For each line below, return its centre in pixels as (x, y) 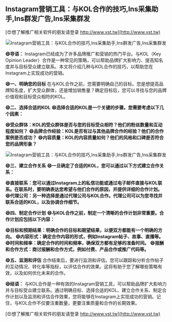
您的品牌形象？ (21, 144)
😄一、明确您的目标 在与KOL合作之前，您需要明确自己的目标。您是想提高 (82, 84)
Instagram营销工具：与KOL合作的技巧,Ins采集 (79, 9)
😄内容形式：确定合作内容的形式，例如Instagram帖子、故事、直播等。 (89, 236)
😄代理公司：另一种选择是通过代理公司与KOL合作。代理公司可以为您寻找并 (84, 195)
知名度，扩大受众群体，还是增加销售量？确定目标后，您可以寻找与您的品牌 (88, 90)
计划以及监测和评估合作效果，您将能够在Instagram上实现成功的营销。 (83, 296)
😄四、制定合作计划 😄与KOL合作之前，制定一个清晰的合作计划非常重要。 (82, 213)
